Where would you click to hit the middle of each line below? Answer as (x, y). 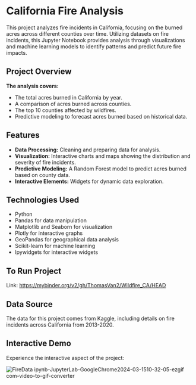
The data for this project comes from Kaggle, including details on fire (91, 318)
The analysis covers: (33, 86)
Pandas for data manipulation (51, 221)
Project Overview (39, 72)
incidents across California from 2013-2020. (60, 325)
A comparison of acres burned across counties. (73, 104)
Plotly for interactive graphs (49, 233)
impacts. (17, 52)
